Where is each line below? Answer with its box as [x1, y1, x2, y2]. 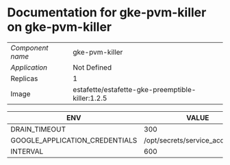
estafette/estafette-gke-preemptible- [73, 85, 196, 94]
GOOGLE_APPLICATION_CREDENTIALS [10, 135, 138, 145]
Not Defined [73, 63, 112, 72]
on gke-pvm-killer [7, 19, 112, 35]
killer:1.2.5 [73, 93, 107, 103]
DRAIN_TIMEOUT [10, 124, 66, 134]
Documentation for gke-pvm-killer [7, 5, 207, 20]
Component [10, 43, 49, 52]
